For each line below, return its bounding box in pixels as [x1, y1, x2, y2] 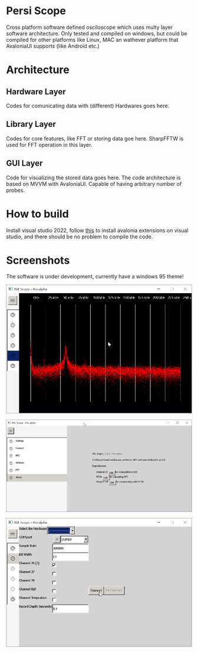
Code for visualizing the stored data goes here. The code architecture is [6, 174, 181, 181]
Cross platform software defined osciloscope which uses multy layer [6, 24, 173, 31]
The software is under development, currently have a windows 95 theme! [6, 273, 184, 280]
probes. [6, 186, 25, 193]
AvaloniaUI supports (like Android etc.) [6, 42, 100, 50]
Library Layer [6, 119, 56, 129]
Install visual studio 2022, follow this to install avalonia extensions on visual [6, 227, 189, 234]
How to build [6, 207, 69, 221]
